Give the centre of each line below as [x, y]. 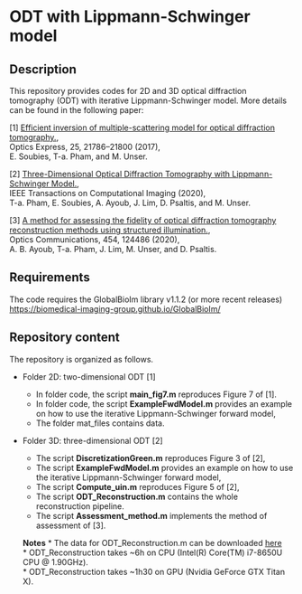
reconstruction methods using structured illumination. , [110, 230]
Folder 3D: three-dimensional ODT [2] [93, 440]
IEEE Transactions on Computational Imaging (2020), [108, 193]
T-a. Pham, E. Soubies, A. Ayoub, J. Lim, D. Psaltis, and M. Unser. [130, 203]
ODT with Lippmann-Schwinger [130, 17]
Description [43, 69]
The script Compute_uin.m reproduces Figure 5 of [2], [137, 486]
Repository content [64, 338]
